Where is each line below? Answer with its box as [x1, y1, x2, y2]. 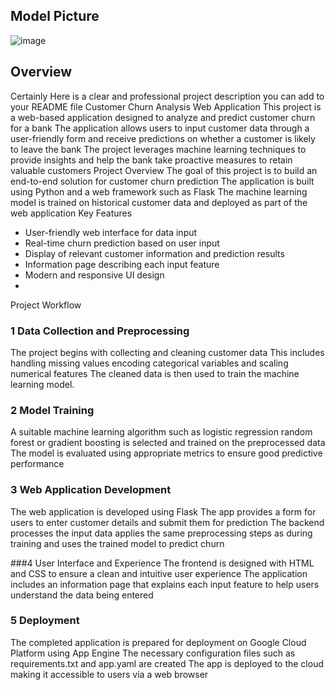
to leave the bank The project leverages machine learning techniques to [10, 143, 307, 155]
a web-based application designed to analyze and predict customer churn [10, 111, 316, 123]
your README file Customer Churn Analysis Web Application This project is [10, 100, 322, 113]
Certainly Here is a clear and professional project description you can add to [10, 90, 325, 102]
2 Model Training [10, 403, 95, 417]
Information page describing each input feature [24, 258, 220, 270]
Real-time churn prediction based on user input [24, 237, 220, 249]
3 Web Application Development [10, 483, 172, 497]
